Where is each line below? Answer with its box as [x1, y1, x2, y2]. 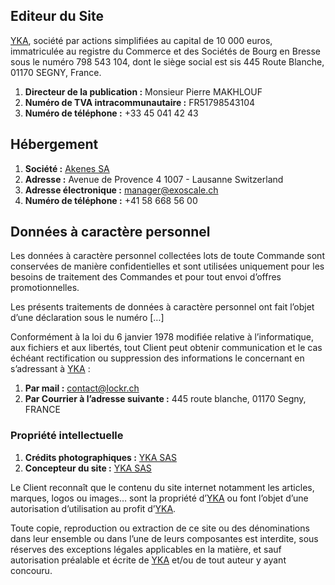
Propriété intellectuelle [10, 429, 124, 443]
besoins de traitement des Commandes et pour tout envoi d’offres [10, 271, 282, 283]
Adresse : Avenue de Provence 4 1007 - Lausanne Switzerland [24, 173, 284, 185]
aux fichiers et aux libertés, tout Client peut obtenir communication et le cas [10, 342, 323, 354]
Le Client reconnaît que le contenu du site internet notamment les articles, [10, 481, 315, 493]
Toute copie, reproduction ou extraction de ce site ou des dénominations [10, 522, 310, 534]
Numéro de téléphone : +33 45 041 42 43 [24, 107, 199, 119]
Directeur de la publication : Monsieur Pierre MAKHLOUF [24, 85, 263, 98]
